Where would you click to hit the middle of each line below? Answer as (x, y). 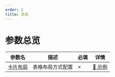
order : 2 (14, 10)
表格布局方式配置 (53, 67)
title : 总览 (17, 14)
